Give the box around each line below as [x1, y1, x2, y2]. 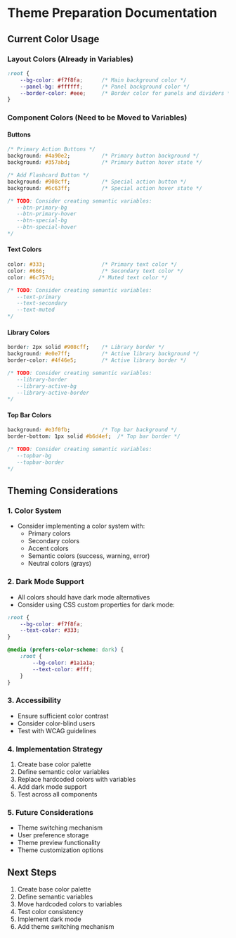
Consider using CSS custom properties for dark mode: [17, 600, 176, 609]
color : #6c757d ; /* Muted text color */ [7, 274, 169, 281]
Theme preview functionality [17, 839, 100, 847]
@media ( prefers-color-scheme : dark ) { [7, 646, 124, 654]
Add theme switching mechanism [17, 923, 114, 931]
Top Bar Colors [7, 410, 52, 419]
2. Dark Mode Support [7, 577, 84, 587]
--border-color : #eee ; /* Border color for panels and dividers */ [20, 89, 234, 96]
